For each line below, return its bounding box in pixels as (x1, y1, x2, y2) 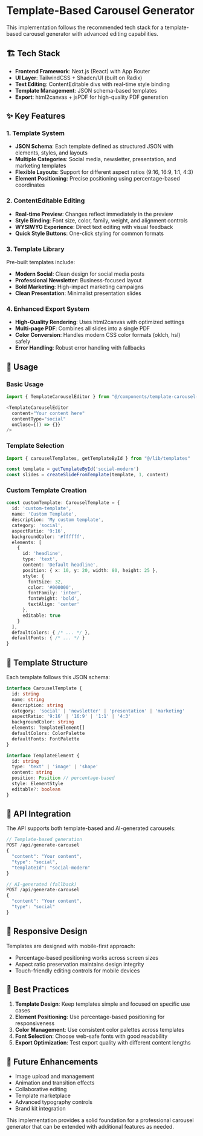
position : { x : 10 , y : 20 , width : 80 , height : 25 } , (22, 567, 158, 573)
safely (14, 337, 31, 345)
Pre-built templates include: (6, 259, 76, 266)
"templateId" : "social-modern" (11, 865, 91, 871)
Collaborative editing (14, 1086, 67, 1093)
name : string (11, 696, 45, 703)
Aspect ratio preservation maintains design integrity (14, 960, 144, 968)
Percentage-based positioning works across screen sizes (14, 954, 159, 961)
